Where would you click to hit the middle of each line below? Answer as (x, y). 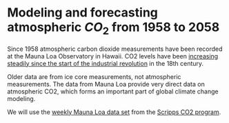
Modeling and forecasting (83, 13)
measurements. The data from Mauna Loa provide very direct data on (106, 84)
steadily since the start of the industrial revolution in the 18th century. (106, 63)
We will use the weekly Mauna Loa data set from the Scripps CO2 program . (114, 112)
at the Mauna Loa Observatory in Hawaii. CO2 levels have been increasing (113, 56)
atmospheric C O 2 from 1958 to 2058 (113, 28)
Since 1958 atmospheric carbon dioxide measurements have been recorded (115, 49)
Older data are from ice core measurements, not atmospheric (94, 76)
